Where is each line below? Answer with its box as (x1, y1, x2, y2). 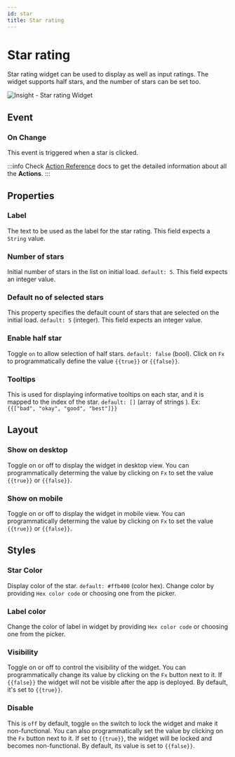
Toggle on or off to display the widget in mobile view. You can (7, 509, 186, 517)
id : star (7, 10, 33, 18)
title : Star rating (7, 17, 65, 24)
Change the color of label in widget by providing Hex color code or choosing (7, 622, 229, 631)
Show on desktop (7, 445, 68, 455)
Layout (7, 424, 39, 436)
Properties (7, 190, 55, 202)
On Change (7, 132, 47, 142)
